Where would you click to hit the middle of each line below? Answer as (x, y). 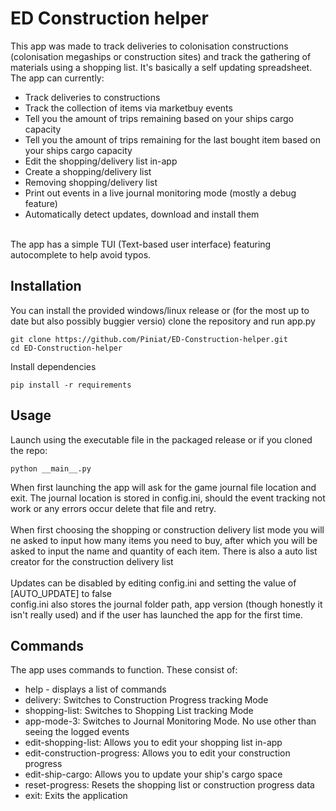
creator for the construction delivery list (92, 561)
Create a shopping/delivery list (88, 171)
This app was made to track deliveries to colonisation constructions (149, 46)
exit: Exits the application (76, 796)
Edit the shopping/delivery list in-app (101, 161)
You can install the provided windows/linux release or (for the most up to (160, 310)
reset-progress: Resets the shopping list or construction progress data (169, 785)
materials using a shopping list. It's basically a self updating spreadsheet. (161, 67)
